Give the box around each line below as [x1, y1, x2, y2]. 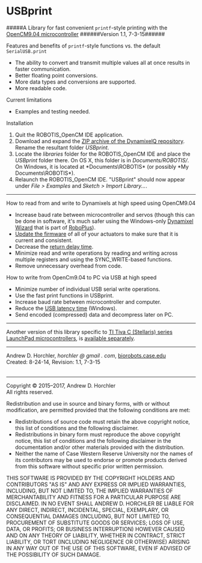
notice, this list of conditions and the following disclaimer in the [14, 437, 171, 444]
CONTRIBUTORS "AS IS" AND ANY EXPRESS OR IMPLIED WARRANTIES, [6, 481, 186, 488]
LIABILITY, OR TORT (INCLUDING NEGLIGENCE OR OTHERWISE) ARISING [6, 538, 191, 545]
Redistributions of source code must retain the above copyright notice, [14, 418, 191, 425]
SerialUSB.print [6, 48, 47, 55]
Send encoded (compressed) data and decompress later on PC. [14, 311, 174, 318]
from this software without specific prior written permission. [14, 463, 164, 470]
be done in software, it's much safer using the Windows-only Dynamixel [14, 218, 194, 225]
